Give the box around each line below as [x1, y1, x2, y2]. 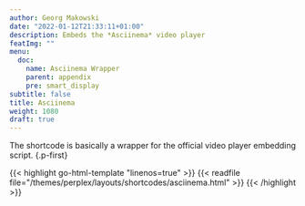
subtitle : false [9, 89, 71, 98]
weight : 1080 [9, 107, 59, 116]
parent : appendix [25, 73, 92, 82]
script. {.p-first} [9, 149, 68, 160]
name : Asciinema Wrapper [25, 65, 120, 74]
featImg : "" [9, 38, 55, 48]
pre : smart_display [25, 81, 100, 90]
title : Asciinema [9, 98, 76, 108]
